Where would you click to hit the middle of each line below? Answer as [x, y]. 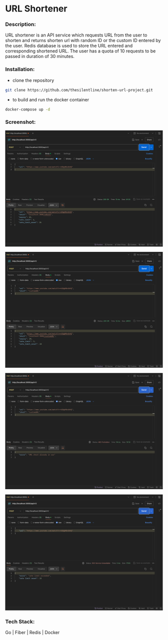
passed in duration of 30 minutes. [40, 56]
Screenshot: [20, 122]
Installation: [20, 69]
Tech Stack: [20, 622]
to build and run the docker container [51, 99]
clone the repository [33, 80]
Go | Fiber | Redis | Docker [32, 633]
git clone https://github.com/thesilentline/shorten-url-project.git [79, 90]
